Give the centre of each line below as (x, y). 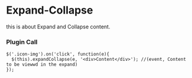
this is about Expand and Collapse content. (58, 27)
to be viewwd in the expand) (42, 65)
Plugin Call (22, 42)
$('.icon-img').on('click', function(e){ (58, 54)
